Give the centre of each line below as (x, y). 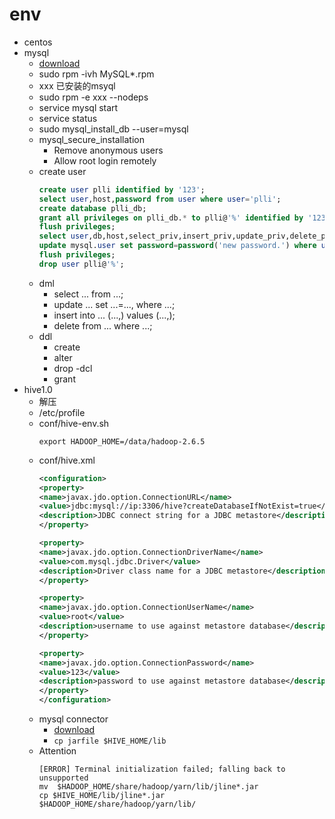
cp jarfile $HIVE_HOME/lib (110, 741)
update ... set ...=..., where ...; (114, 304)
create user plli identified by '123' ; (122, 189)
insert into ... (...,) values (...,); (114, 315)
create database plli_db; (92, 208)
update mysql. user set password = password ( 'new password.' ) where (177, 246)
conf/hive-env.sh (74, 423)
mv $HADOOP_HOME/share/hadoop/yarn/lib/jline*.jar (148, 787)
